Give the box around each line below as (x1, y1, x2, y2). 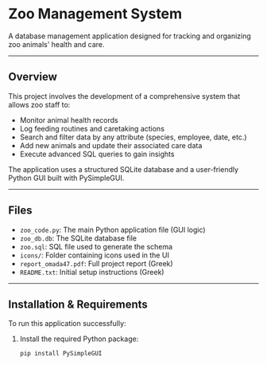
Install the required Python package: (19, 334, 139, 343)
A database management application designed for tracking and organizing (8, 31, 252, 41)
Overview (8, 70, 58, 84)
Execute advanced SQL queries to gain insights (19, 149, 175, 159)
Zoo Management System (8, 5, 183, 23)
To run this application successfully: (8, 319, 126, 328)
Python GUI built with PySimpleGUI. (8, 173, 125, 182)
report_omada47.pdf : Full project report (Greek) (19, 258, 173, 268)
